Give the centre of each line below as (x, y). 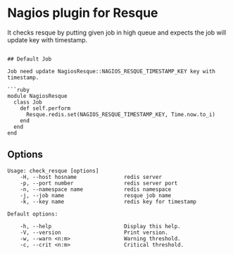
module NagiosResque (38, 96)
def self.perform (45, 108)
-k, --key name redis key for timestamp (108, 201)
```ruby (19, 89)
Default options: (33, 214)
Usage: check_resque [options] (53, 170)
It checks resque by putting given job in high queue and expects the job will (117, 32)
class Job (28, 102)
